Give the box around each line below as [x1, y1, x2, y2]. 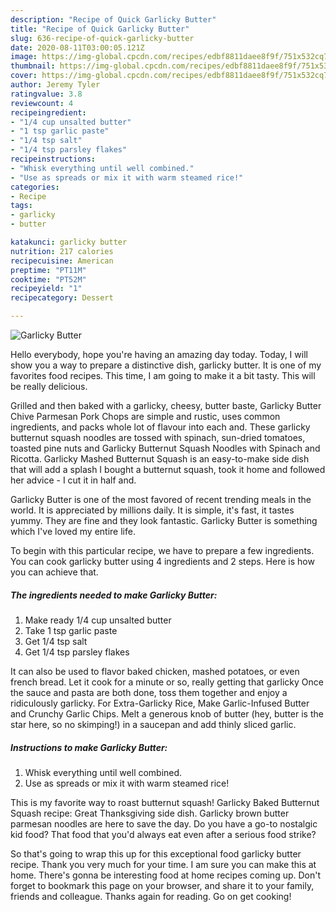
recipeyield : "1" [10, 284, 83, 294]
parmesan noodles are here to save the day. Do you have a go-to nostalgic [10, 817, 318, 830]
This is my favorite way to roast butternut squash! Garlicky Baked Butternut [10, 796, 320, 808]
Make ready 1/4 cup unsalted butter [24, 614, 172, 626]
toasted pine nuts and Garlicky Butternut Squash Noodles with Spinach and [10, 442, 321, 454]
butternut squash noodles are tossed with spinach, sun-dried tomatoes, [10, 432, 306, 443]
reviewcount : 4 [10, 98, 74, 108]
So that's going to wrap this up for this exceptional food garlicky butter [10, 847, 302, 860]
